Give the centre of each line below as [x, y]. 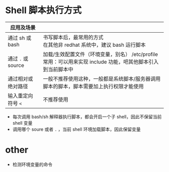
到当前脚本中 [58, 69]
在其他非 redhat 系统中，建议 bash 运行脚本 [94, 45]
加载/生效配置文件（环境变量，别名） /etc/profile [100, 54]
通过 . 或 [18, 58]
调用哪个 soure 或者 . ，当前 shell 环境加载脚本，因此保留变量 [76, 129]
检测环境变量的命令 [32, 164]
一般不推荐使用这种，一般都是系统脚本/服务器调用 [102, 78]
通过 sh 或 [20, 38]
